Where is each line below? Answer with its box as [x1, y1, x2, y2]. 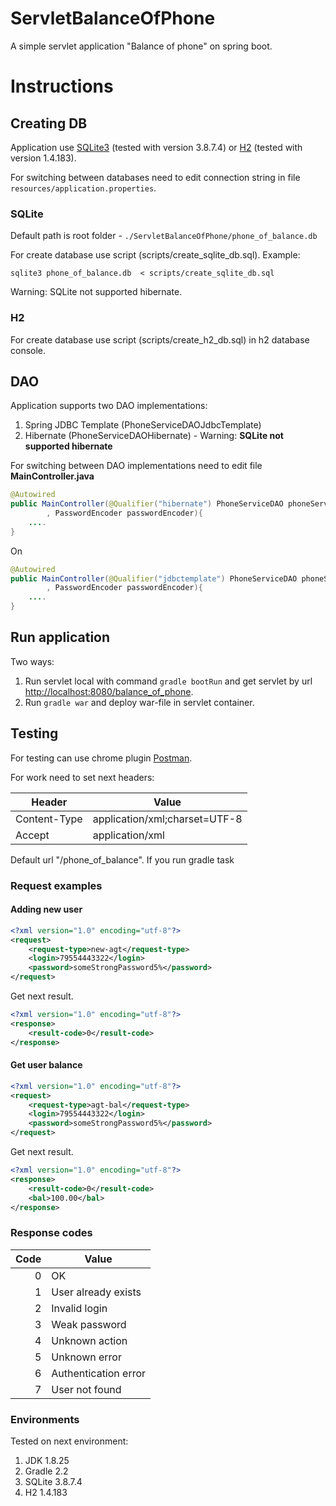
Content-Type [15, 812, 83, 826]
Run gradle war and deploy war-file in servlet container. [24, 696, 255, 708]
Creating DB [10, 115, 88, 132]
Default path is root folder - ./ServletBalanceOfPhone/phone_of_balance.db [10, 230, 318, 242]
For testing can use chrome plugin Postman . [10, 752, 193, 764]
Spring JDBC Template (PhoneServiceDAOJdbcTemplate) [24, 419, 262, 431]
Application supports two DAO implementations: [10, 400, 208, 412]
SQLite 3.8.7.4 [24, 1476, 83, 1488]
